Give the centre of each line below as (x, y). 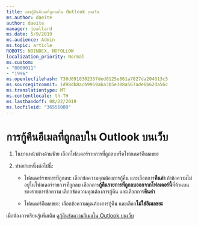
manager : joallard (29, 29)
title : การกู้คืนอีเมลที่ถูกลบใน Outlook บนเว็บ (53, 12)
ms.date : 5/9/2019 (29, 34)
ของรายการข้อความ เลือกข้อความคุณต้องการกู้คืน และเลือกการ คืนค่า (89, 192)
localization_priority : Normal (45, 57)
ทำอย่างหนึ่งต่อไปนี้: (34, 166)
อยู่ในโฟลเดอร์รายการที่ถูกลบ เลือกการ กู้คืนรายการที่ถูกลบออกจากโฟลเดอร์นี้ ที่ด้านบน (107, 185)
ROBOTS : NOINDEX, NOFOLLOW (40, 51)
